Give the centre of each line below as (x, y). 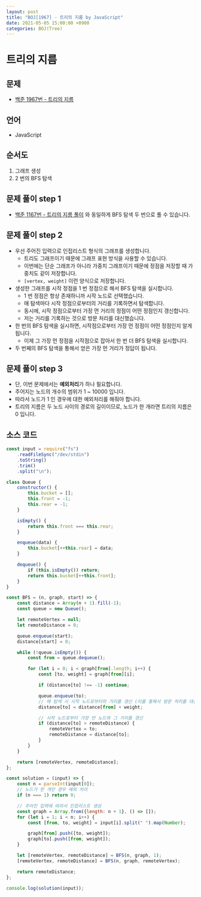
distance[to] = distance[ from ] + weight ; (91, 707)
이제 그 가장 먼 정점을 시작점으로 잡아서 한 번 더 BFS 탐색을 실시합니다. (106, 340)
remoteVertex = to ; (73, 729)
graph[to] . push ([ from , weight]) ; (69, 839)
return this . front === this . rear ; (71, 526)
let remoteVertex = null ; (49, 620)
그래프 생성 (28, 171)
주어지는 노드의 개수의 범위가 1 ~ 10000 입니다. (70, 392)
